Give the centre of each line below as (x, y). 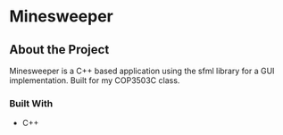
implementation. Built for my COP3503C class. (95, 80)
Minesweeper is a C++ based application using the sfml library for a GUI (142, 71)
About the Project (59, 50)
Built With (31, 103)
